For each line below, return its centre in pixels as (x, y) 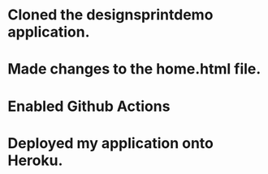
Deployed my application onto (111, 143)
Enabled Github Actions (89, 106)
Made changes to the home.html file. (134, 69)
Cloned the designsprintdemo (110, 15)
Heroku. (35, 160)
